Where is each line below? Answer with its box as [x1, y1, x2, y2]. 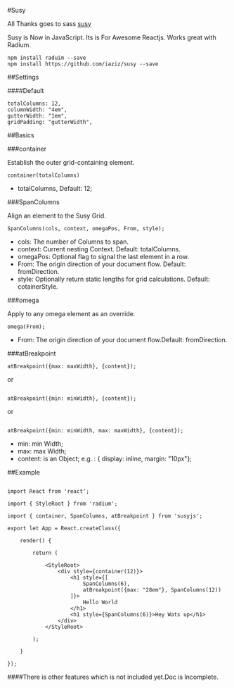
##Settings [7, 73, 39, 81]
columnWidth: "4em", [7, 106, 68, 113]
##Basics [7, 131, 34, 139]
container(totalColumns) [7, 172, 80, 179]
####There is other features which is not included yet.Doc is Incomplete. [7, 673, 219, 681]
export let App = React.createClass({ [7, 525, 121, 532]
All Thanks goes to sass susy [7, 20, 91, 27]
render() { [20, 537, 52, 544]
